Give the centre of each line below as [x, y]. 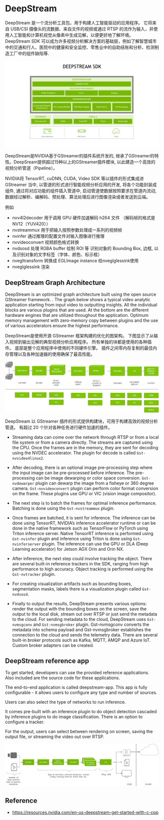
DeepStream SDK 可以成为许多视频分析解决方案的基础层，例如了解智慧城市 [81, 41]
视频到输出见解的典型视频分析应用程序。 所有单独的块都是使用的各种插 [80, 342]
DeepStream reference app [47, 661]
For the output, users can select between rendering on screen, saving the [79, 732]
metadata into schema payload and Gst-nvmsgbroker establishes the [82, 630]
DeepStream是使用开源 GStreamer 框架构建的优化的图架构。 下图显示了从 [79, 336]
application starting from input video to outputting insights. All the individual [81, 305]
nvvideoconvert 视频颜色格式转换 [46, 242]
